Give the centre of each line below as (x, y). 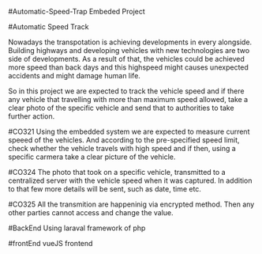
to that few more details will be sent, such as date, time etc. (105, 189)
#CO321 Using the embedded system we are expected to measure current (129, 131)
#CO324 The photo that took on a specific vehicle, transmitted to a (117, 172)
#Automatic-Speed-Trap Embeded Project (77, 11)
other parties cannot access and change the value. (91, 212)
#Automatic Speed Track (49, 27)
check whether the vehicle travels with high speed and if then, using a (122, 148)
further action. (32, 116)
